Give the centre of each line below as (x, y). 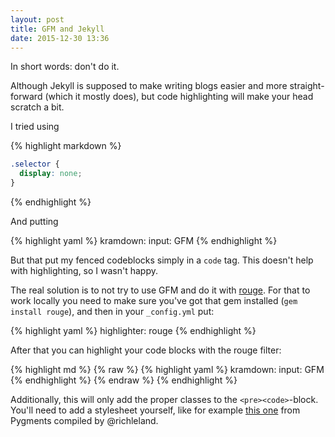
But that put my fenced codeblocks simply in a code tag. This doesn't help (162, 260)
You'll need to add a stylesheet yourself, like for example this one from (155, 410)
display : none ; (51, 174)
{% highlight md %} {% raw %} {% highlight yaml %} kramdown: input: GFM (167, 369)
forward (26, 97)
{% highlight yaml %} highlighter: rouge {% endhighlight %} (133, 330)
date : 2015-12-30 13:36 (60, 38)
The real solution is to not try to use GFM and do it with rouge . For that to (160, 290)
